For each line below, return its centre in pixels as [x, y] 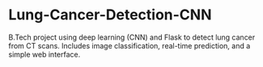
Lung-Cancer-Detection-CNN [110, 15]
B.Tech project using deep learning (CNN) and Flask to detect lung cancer [132, 37]
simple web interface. [45, 54]
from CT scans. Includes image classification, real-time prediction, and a [129, 45]
